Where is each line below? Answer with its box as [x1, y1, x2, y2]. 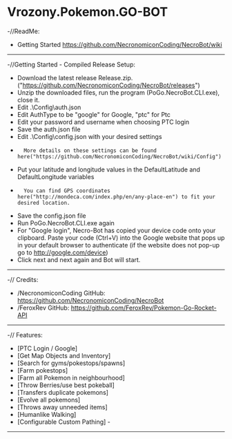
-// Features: [7, 330, 43, 339]
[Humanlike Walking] [17, 410, 77, 418]
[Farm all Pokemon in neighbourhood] [17, 373, 126, 382]
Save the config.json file [17, 212, 86, 220]
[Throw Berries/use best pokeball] [17, 381, 115, 389]
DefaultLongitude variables [17, 172, 95, 180]
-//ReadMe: [7, 27, 40, 35]
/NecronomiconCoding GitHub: [17, 288, 106, 297]
